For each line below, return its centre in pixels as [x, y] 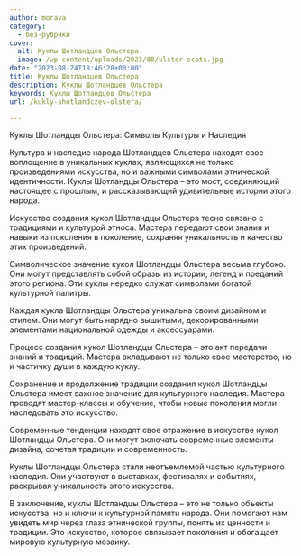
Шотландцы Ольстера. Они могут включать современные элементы [142, 440]
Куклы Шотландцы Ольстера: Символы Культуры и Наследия [128, 135]
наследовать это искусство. [64, 412]
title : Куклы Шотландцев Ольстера [74, 77]
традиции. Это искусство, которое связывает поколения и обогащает [144, 533]
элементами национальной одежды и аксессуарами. [112, 329]
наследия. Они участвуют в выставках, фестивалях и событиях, [133, 477]
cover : [22, 43]
